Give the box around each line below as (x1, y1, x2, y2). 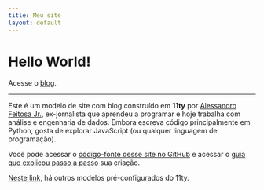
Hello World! (8, 53, 91, 71)
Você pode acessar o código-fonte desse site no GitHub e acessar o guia (8, 150, 246, 159)
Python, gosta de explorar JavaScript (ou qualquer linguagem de (8, 126, 218, 136)
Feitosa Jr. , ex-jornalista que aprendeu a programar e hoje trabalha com (8, 109, 241, 119)
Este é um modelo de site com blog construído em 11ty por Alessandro (8, 101, 237, 111)
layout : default (8, 19, 61, 27)
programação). (8, 134, 57, 144)
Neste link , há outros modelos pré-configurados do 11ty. (8, 174, 190, 183)
